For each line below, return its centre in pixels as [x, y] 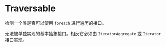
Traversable [31, 9]
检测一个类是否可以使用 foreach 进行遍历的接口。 [56, 23]
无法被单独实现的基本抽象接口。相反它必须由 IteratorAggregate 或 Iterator [83, 33]
